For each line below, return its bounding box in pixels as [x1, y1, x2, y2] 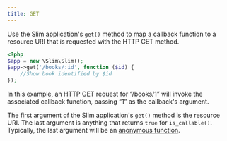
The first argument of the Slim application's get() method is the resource [7, 111, 221, 119]
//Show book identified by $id [20, 70, 112, 78]
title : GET [7, 10, 40, 18]
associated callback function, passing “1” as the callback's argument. [7, 97, 209, 106]
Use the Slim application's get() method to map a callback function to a [7, 30, 216, 38]
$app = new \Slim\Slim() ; [7, 57, 83, 64]
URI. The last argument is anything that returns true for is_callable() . [7, 118, 212, 127]
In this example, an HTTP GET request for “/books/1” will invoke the [7, 90, 203, 98]
